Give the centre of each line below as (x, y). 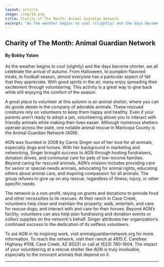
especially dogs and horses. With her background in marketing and (72, 147)
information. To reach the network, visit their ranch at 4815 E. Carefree (76, 239)
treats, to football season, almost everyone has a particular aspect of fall (78, 77)
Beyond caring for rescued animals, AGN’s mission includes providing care (80, 163)
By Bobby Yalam (22, 55)
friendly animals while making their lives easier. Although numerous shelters (82, 122)
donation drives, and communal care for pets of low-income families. (74, 158)
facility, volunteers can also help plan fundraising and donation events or (78, 214)
